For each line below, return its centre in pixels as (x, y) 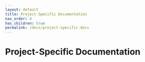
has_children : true (25, 23)
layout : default (22, 10)
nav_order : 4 (18, 19)
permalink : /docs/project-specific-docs (47, 28)
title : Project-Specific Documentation (46, 14)
